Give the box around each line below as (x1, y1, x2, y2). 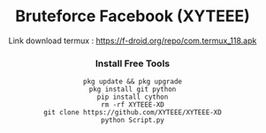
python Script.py (100, 116, 165, 125)
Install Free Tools (95, 57, 171, 70)
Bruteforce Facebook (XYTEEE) (14, 6, 251, 26)
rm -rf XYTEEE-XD (100, 100, 165, 109)
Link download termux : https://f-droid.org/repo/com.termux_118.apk (8, 35, 257, 46)
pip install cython (96, 92, 169, 102)
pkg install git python (88, 85, 177, 94)
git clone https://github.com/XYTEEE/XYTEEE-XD (42, 108, 223, 117)
